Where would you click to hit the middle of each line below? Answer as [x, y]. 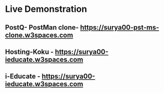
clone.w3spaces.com [39, 35]
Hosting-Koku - [30, 52]
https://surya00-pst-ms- [119, 27]
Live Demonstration [46, 9]
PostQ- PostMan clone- [42, 27]
